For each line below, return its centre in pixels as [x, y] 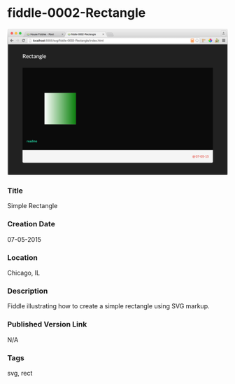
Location [23, 257]
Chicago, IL [24, 273]
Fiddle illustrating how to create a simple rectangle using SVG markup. [108, 306]
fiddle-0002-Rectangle [77, 13]
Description [28, 291]
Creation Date [31, 224]
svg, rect [20, 373]
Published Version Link [47, 324]
